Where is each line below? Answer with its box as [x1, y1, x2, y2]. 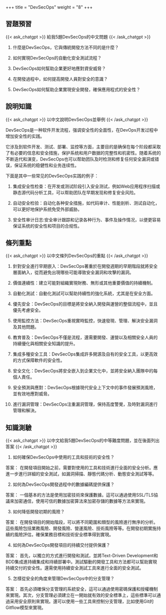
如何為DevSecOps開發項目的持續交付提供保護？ [12, 542, 110, 548]
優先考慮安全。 [12, 307, 43, 313]
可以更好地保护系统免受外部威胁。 [12, 206, 82, 212]
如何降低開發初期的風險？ [12, 509, 65, 514]
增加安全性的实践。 [5, 133, 45, 139]
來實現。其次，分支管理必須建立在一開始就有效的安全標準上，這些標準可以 [5, 592, 157, 598]
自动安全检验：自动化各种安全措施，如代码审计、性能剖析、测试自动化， [12, 200, 160, 206]
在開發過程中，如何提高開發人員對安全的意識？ [12, 76, 108, 82]
